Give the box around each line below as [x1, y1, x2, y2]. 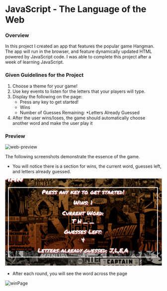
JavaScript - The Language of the [5, 3, 147, 15]
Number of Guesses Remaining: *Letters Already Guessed [19, 109, 140, 115]
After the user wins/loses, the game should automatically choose [12, 115, 146, 121]
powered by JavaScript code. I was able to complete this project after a [5, 54, 152, 60]
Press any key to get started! [19, 99, 79, 105]
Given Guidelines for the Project [5, 71, 84, 78]
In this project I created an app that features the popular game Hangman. [5, 43, 155, 49]
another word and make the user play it [12, 120, 93, 126]
